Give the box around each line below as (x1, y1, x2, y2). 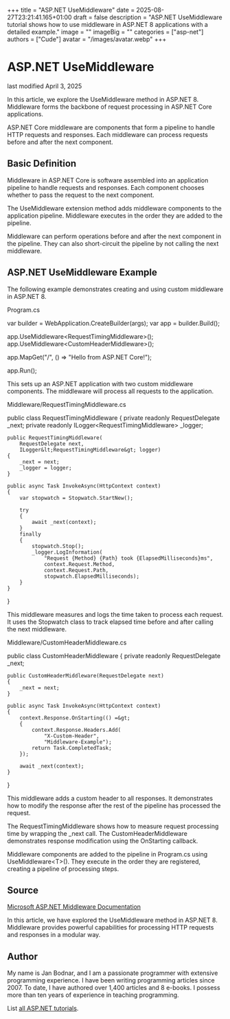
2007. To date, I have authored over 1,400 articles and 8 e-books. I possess (7, 984, 221, 992)
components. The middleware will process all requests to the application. (7, 387, 214, 395)
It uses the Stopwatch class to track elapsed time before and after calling (7, 618, 214, 626)
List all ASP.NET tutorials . (7, 1005, 79, 1013)
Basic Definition (7, 158, 77, 169)
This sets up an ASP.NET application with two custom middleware (7, 379, 194, 388)
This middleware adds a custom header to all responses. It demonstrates (7, 794, 214, 802)
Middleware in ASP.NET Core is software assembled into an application (7, 176, 209, 185)
